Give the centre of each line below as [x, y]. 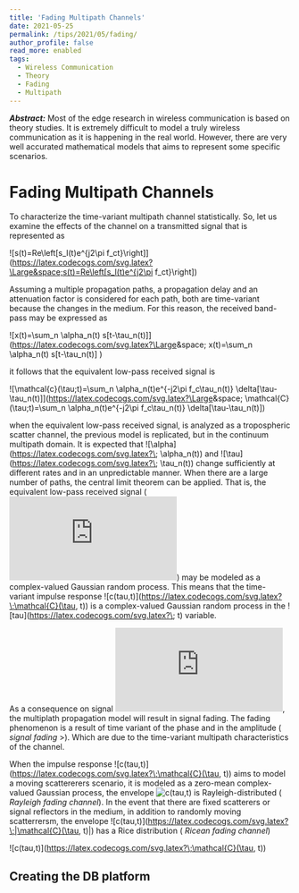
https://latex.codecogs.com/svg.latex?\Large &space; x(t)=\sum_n [132, 344]
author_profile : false [51, 43]
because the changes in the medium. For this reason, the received [131, 309]
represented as [37, 236]
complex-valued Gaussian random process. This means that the [127, 587]
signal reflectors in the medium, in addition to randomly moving [125, 812]
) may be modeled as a [219, 577]
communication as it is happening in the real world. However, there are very [148, 137]
